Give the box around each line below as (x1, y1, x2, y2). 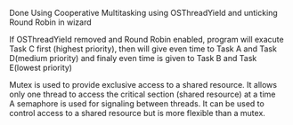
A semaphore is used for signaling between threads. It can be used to (9, 98, 265, 109)
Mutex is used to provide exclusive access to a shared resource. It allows (9, 80, 278, 90)
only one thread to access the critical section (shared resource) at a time (9, 89, 276, 99)
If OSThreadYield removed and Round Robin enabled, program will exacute (9, 35, 284, 44)
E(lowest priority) (9, 62, 73, 73)
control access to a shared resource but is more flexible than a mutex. (9, 108, 265, 118)
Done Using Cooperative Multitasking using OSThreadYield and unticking (9, 8, 278, 18)
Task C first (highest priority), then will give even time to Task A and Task (9, 43, 278, 54)
